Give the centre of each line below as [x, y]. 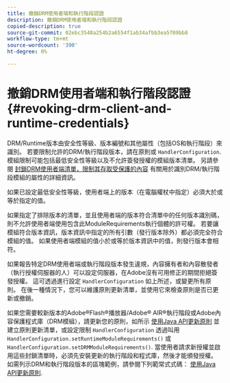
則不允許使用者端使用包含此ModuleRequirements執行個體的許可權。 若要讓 [113, 223]
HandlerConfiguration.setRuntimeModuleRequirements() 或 [89, 338]
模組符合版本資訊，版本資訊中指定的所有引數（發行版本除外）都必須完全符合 [115, 232]
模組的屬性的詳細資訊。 [46, 177]
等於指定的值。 [28, 200]
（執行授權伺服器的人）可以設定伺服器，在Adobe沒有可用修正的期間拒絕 [110, 272]
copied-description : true [44, 26]
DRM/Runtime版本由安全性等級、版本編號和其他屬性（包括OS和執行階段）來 [115, 143]
